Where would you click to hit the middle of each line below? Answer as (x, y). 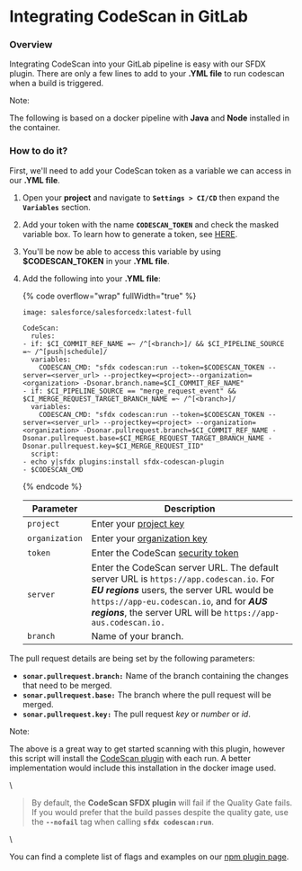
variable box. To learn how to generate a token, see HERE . (130, 234)
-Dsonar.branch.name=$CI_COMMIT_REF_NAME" (164, 383)
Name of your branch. (138, 635)
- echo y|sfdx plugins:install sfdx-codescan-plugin (123, 462)
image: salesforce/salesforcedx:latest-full (107, 312)
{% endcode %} (52, 486)
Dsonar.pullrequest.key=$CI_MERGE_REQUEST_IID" (113, 446)
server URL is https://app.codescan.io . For (183, 579)
